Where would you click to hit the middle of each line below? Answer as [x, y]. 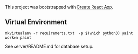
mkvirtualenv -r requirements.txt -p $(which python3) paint [69, 33]
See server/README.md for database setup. [49, 46]
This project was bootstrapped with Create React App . [59, 7]
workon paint [18, 37]
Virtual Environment [36, 22]
